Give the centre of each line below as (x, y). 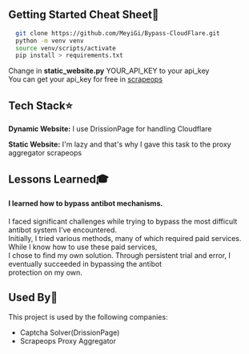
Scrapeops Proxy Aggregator (68, 340)
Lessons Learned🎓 (59, 179)
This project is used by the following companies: (88, 316)
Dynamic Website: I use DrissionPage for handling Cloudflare (110, 129)
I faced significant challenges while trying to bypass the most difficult (123, 221)
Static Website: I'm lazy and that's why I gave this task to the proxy (120, 144)
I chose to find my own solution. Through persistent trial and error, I (119, 255)
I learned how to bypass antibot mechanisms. (86, 203)
